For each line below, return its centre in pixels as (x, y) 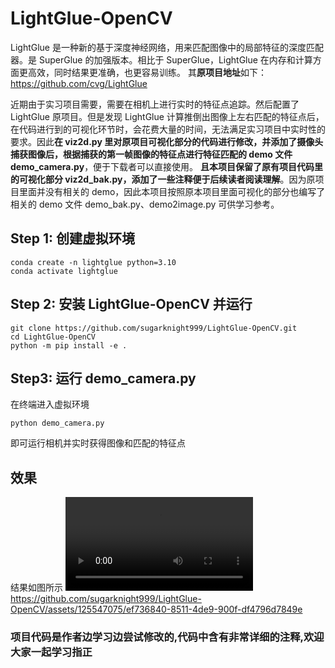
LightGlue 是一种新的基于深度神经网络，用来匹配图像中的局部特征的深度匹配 (167, 47)
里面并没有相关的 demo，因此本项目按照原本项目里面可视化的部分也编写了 (172, 191)
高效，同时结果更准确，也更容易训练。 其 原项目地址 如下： (147, 72)
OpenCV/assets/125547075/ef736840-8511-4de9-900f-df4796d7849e (156, 609)
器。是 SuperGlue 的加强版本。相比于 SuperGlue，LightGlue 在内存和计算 (161, 59)
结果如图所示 (36, 588)
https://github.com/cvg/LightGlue (79, 83)
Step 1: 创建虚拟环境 (72, 238)
